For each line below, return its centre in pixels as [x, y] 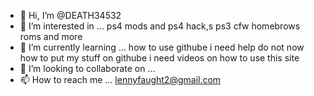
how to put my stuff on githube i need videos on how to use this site [159, 58]
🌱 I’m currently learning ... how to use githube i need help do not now [162, 47]
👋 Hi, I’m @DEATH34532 [70, 15]
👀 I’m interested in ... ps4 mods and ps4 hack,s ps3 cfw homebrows [160, 26]
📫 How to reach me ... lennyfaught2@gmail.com [120, 79]
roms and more [51, 36]
